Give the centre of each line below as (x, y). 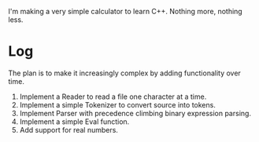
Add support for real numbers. (68, 129)
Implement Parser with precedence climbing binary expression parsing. (135, 113)
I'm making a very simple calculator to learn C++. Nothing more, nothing (125, 11)
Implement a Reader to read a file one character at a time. (113, 96)
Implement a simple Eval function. (74, 122)
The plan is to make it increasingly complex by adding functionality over (125, 73)
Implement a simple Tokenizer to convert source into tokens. (118, 104)
